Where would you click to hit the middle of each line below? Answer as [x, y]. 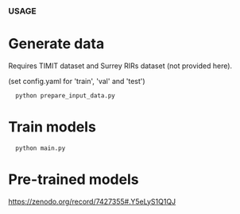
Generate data [56, 44]
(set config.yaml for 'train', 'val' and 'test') [77, 81]
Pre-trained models [74, 179]
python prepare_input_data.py [65, 96]
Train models [52, 127]
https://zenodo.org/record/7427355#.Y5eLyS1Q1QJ [92, 201]
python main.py [41, 148]
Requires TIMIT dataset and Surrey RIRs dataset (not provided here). [120, 66]
